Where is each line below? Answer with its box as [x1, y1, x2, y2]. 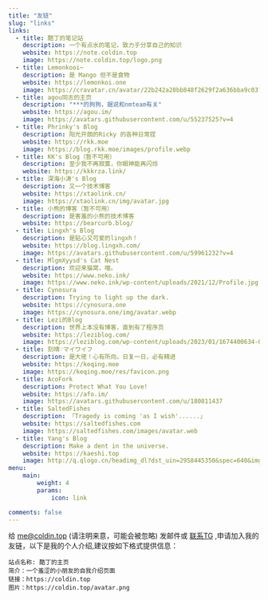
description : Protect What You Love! [22, 382, 148, 391]
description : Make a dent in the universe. [22, 442, 170, 450]
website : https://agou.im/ [22, 109, 112, 116]
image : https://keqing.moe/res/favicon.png [22, 368, 170, 376]
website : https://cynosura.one [22, 301, 127, 309]
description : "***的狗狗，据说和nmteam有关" [22, 101, 162, 109]
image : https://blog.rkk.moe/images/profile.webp [22, 145, 191, 153]
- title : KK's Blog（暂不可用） [15, 152, 116, 160]
